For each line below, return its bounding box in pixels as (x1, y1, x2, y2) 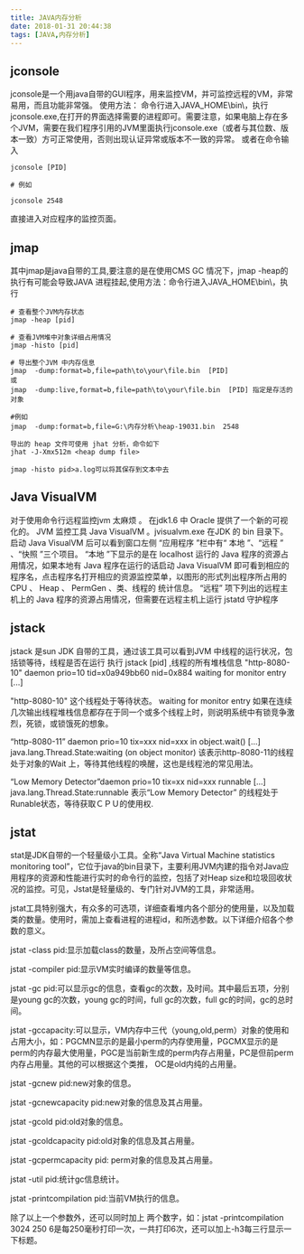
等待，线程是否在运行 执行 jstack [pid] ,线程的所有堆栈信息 (25, 657, 243, 668)
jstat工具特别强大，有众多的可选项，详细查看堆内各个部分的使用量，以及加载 (10, 903, 295, 913)
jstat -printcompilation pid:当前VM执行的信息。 (10, 1193, 184, 1204)
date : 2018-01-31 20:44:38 (10, 22, 112, 31)
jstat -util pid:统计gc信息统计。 (10, 1174, 124, 1184)
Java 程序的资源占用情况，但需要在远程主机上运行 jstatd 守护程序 (35, 594, 279, 604)
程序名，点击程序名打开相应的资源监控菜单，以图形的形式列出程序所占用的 (10, 571, 287, 582)
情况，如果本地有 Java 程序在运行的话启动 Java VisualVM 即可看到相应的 (17, 559, 290, 570)
